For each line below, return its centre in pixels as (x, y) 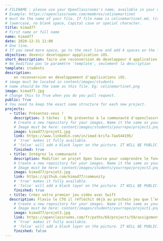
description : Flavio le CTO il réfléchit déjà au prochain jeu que (79, 199)
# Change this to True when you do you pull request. (61, 95)
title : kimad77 (20, 28)
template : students (25, 69)
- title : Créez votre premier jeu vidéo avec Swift (63, 195)
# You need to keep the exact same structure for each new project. (76, 104)
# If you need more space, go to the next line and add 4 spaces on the (80, 50)
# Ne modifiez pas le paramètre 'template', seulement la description (78, 64)
